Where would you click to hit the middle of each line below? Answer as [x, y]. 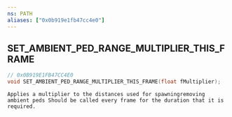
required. [22, 107]
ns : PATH [20, 14]
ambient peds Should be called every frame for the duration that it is [116, 101]
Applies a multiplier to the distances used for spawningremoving [106, 95]
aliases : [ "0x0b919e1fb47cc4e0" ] [56, 20]
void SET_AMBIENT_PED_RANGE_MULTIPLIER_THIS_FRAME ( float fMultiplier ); [114, 82]
